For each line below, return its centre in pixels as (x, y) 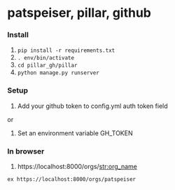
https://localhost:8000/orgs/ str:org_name (77, 167)
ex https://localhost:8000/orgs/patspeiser (72, 179)
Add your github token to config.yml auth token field (92, 106)
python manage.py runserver (58, 73)
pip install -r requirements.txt (66, 50)
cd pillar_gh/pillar (47, 66)
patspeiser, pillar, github (79, 13)
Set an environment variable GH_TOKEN (75, 133)
